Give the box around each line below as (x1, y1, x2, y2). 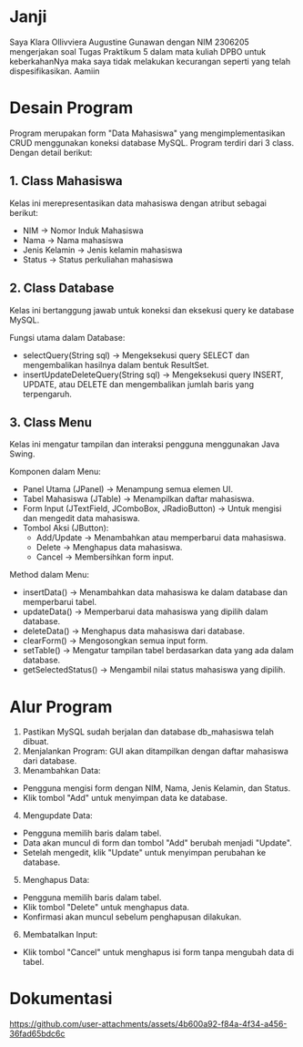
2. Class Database (9, 281, 115, 296)
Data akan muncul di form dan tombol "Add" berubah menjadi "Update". (22, 837, 293, 848)
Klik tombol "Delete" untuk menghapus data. (22, 902, 189, 913)
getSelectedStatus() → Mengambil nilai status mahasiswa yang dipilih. (22, 664, 286, 675)
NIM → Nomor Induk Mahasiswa (22, 225, 144, 236)
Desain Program (9, 98, 134, 118)
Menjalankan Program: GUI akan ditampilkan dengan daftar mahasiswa (22, 745, 289, 757)
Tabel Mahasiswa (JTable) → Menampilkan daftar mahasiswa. (22, 494, 255, 505)
